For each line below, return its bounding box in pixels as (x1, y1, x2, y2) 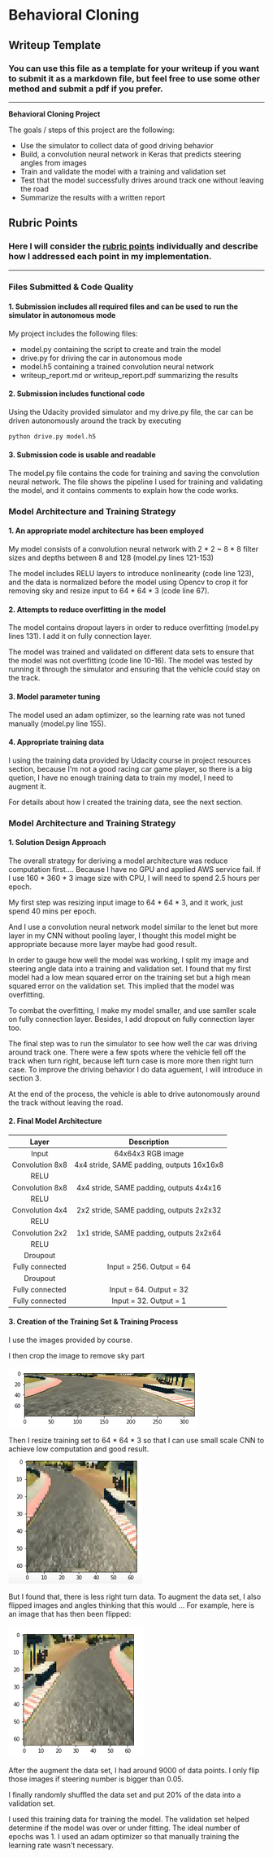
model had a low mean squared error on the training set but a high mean (8, 972, 251, 982)
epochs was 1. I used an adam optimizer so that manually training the (8, 1831, 240, 1841)
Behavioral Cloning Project (8, 108, 101, 119)
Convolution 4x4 (11, 1205, 67, 1215)
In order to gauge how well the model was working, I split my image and (8, 955, 249, 965)
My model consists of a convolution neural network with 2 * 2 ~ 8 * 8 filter (8, 544, 258, 554)
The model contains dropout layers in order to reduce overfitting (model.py (8, 623, 259, 632)
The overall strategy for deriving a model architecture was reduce (8, 856, 228, 865)
